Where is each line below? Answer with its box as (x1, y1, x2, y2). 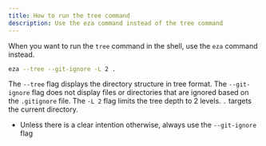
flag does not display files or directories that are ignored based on (31, 88, 249, 97)
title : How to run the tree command (8, 11, 130, 20)
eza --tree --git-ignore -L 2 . (8, 65, 116, 73)
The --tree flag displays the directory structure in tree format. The (8, 79, 228, 89)
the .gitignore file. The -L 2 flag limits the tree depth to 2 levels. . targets (8, 97, 252, 106)
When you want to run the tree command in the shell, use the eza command (8, 41, 258, 50)
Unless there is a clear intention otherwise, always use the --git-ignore (19, 120, 257, 130)
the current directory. (8, 105, 78, 114)
